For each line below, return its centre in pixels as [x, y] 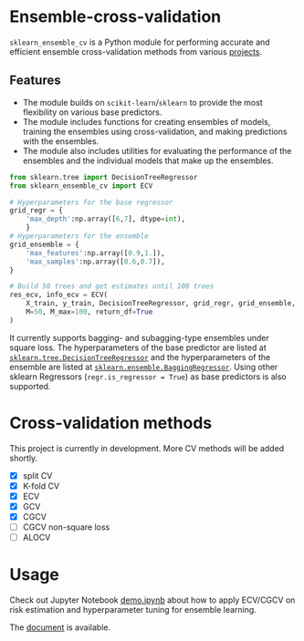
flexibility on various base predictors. [92, 112]
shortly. [24, 458]
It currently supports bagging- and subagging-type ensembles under [139, 337]
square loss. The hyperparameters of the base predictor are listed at [138, 347]
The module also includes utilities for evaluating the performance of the [157, 150]
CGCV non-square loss [66, 527]
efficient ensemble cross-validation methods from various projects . [136, 51]
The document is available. [60, 627]
